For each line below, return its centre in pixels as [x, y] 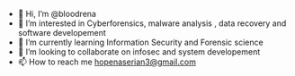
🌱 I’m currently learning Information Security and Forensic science [140, 42]
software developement [62, 33]
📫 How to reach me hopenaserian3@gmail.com [107, 62]
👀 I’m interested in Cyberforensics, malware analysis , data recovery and [152, 23]
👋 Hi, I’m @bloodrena [57, 14]
